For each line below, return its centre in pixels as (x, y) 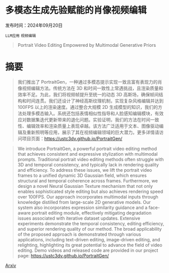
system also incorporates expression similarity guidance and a (82, 208)
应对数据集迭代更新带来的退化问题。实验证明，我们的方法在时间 (84, 119)
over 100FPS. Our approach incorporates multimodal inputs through (88, 196)
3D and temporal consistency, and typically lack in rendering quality (88, 165)
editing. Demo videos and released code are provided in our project (88, 250)
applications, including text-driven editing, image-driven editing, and (89, 239)
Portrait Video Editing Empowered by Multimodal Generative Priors (87, 45)
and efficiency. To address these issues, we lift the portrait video (85, 170)
